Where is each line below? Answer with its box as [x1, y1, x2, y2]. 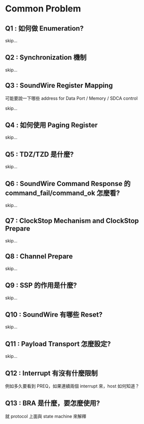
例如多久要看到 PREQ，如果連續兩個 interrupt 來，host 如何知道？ [5, 383, 140, 389]
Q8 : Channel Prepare [5, 252, 73, 261]
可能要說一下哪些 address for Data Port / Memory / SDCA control [5, 95, 138, 101]
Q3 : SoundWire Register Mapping [5, 81, 113, 90]
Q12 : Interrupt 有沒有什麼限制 [5, 369, 98, 377]
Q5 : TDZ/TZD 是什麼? [5, 150, 74, 159]
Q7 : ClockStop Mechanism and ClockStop [5, 216, 139, 225]
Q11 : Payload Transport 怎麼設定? [5, 340, 111, 348]
